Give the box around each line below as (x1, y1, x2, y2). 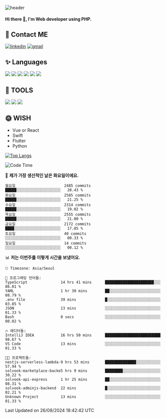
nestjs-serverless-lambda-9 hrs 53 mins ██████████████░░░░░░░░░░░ (5, 360, 161, 365)
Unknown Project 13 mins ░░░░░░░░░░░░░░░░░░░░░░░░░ (5, 394, 161, 399)
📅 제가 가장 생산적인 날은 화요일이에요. (5, 172, 79, 178)
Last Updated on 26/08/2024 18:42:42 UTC (5, 407, 95, 413)
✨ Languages (5, 57, 48, 66)
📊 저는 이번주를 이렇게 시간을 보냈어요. (5, 254, 81, 260)
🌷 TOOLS (5, 86, 34, 94)
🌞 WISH (5, 114, 31, 122)
